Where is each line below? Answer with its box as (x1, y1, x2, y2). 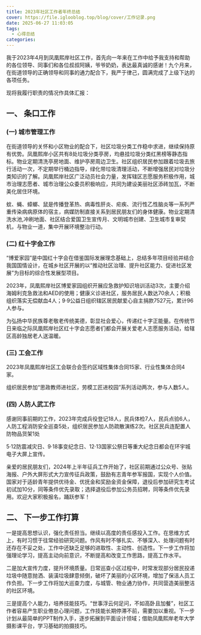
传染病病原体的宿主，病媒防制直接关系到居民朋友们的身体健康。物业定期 (11, 208, 190, 215)
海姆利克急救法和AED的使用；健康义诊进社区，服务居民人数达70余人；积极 (6, 289, 191, 296)
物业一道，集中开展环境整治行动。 (22, 223, 106, 230)
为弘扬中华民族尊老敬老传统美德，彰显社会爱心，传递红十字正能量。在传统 (6, 317, 190, 324)
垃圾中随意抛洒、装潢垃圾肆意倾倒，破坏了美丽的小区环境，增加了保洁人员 (6, 572, 190, 579)
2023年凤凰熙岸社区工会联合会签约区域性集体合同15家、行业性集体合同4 (6, 364, 185, 371)
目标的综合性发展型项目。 (19, 269, 83, 276)
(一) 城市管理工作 (6, 128, 56, 136)
